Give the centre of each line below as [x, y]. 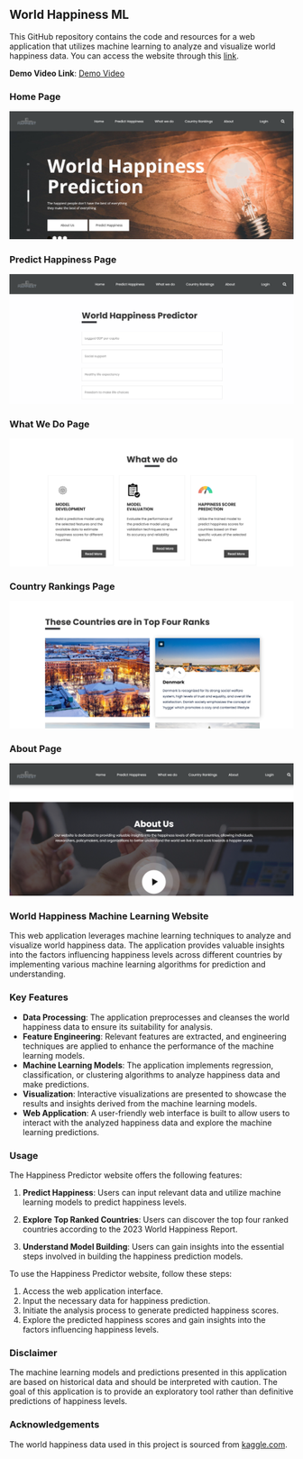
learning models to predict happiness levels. [105, 1202]
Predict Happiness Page [63, 259]
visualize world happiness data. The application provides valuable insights [147, 945]
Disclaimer [33, 1353]
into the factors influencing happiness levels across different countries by [146, 955]
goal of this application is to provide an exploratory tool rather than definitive [151, 1391]
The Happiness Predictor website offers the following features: [126, 1175]
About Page [36, 748]
